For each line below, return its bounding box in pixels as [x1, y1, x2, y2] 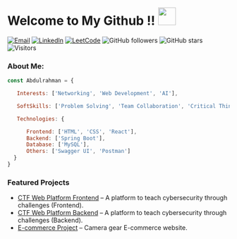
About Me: [7, 61, 44, 71]
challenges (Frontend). [17, 201, 84, 209]
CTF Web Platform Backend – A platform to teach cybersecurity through [17, 209, 227, 217]
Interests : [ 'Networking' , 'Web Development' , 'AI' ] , [16, 90, 178, 97]
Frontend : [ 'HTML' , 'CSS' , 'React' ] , [25, 128, 138, 135]
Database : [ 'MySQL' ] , [25, 141, 90, 148]
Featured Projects [7, 177, 70, 187]
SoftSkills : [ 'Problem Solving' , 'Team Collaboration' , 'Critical [16, 102, 217, 109]
